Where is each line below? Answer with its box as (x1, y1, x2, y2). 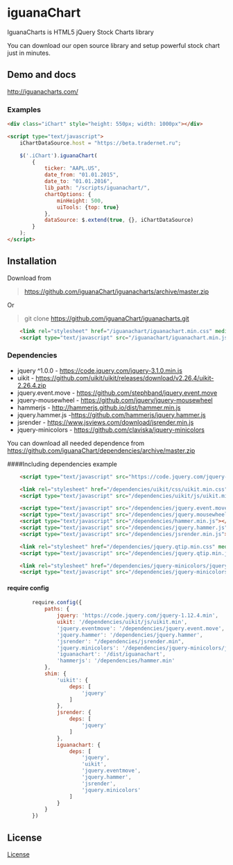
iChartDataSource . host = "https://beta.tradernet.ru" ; (19, 139, 182, 147)
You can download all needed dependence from (7, 439, 145, 447)
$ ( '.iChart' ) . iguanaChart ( (19, 152, 98, 159)
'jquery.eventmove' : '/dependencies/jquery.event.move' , (56, 624, 225, 632)
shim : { (44, 670, 67, 677)
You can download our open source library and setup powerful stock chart (7, 41, 221, 49)
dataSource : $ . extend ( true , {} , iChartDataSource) (44, 217, 194, 224)
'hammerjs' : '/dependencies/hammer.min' (56, 657, 175, 665)
